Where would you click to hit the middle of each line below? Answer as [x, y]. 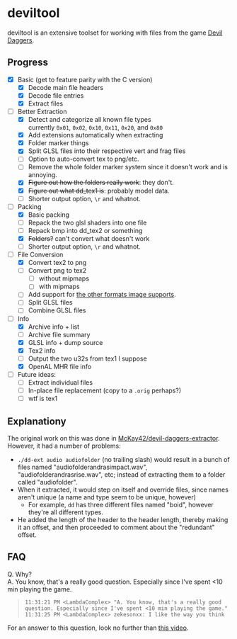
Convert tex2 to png [57, 263]
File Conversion [40, 254]
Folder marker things [58, 143]
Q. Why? [19, 574]
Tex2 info [42, 350]
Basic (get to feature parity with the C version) [85, 79]
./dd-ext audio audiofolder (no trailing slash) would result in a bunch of [123, 459]
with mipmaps [59, 287]
